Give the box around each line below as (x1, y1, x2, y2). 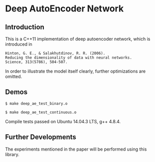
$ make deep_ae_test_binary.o (5, 101, 68, 106)
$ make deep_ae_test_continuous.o (5, 110, 77, 115)
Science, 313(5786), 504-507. (5, 60, 68, 65)
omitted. (5, 74, 22, 80)
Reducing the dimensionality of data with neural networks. (5, 55, 133, 60)
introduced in (5, 41, 32, 47)
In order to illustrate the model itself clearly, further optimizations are (5, 68, 146, 74)
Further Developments (5, 133, 77, 142)
